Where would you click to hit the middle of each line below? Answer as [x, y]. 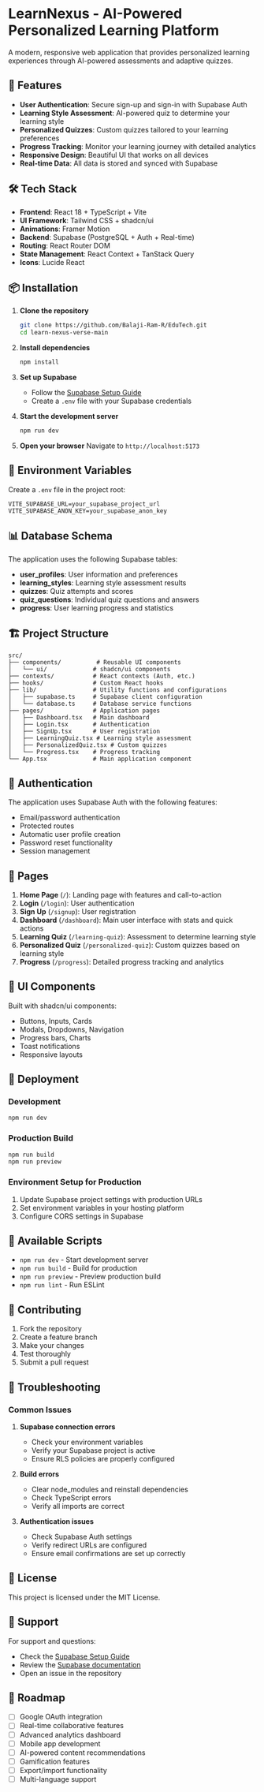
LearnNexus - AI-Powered [95, 14]
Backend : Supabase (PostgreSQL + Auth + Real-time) [107, 237]
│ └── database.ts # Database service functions [100, 704]
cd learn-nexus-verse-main [64, 333]
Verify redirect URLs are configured [89, 1545]
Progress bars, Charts [55, 1037]
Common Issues [40, 1409]
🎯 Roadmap [37, 1698]
